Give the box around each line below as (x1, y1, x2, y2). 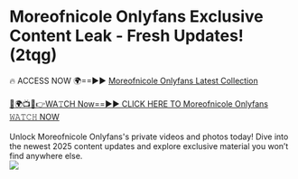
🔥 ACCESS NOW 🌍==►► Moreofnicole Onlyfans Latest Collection (9, 75, 259, 86)
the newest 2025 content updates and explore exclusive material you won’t (9, 140, 289, 151)
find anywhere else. (9, 150, 83, 161)
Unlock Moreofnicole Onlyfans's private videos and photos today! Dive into (9, 131, 289, 142)
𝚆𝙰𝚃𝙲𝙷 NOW (9, 111, 61, 122)
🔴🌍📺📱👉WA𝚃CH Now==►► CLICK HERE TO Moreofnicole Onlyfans (9, 98, 269, 109)
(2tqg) (9, 45, 58, 65)
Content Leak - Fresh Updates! (9, 25, 244, 46)
